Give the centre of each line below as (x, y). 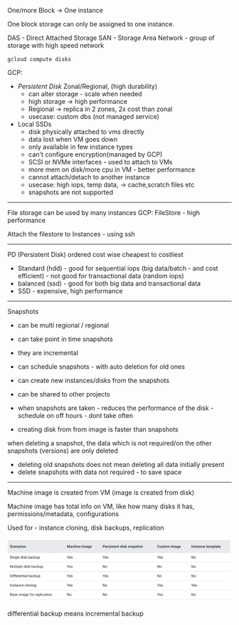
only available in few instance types (80, 147)
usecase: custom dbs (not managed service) (94, 116)
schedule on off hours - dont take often (75, 415)
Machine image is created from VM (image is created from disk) (101, 493)
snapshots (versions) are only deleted (63, 451)
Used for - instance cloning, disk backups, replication (86, 527)
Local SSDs (34, 124)
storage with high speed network (56, 45)
